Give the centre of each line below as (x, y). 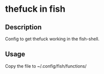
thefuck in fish (35, 9)
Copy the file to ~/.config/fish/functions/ (46, 66)
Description (23, 27)
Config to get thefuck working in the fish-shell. (52, 39)
